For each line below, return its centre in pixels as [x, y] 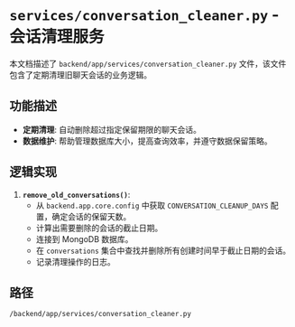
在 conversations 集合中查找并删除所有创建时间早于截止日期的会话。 [163, 250]
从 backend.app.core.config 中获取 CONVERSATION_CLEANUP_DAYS [152, 205]
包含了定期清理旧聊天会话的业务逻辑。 [80, 75]
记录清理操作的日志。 [75, 261]
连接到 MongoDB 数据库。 [84, 238]
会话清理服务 [57, 37]
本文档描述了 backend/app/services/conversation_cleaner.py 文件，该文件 [148, 63]
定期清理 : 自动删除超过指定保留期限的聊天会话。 [111, 129]
